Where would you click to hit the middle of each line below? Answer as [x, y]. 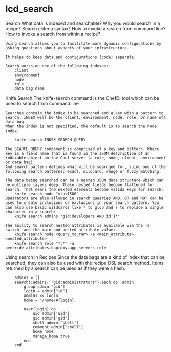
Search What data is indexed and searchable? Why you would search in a [83, 23]
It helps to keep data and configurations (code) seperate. [71, 57]
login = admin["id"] [46, 291]
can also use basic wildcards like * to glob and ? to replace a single [84, 207]
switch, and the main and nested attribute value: [60, 230]
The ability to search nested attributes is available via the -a [78, 225]
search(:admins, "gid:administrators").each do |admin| [76, 282]
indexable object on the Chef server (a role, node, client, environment [86, 158]
